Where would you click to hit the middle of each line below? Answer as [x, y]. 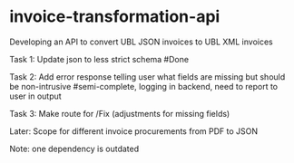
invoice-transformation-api [115, 17]
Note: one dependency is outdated [74, 149]
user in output [35, 96]
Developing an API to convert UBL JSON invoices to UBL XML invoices [142, 42]
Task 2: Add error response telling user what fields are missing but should [147, 77]
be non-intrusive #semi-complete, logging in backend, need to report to [144, 86]
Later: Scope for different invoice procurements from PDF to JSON [134, 131]
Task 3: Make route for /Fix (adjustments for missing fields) [120, 113]
